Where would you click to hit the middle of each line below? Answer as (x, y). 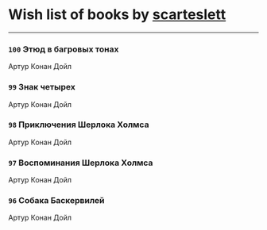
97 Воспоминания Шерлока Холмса (81, 163)
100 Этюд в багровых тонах (64, 49)
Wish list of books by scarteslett (117, 15)
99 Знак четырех (42, 87)
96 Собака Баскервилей (56, 201)
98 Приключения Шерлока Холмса (79, 125)
